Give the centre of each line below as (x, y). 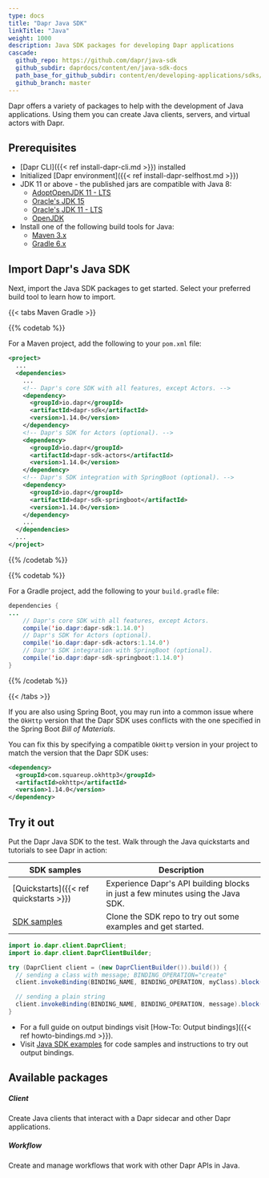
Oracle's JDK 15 (58, 201)
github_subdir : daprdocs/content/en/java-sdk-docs (102, 68)
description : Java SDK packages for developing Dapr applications (121, 46)
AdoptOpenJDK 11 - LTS (71, 192)
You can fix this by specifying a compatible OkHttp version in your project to (133, 744)
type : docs (26, 16)
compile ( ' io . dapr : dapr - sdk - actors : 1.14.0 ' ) (96, 643)
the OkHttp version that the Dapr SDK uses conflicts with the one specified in (134, 720)
